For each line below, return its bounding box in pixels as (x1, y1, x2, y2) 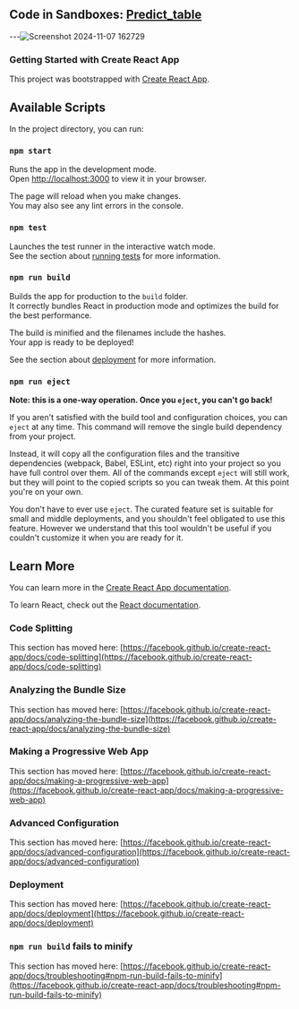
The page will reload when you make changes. (9, 191, 182, 202)
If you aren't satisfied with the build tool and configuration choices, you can (9, 412, 288, 423)
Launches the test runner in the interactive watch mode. (9, 241, 217, 252)
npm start (9, 145, 52, 156)
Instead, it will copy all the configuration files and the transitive (9, 448, 240, 460)
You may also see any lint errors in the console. (9, 201, 184, 211)
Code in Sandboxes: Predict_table (9, 7, 202, 22)
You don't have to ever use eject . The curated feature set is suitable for (9, 504, 274, 514)
